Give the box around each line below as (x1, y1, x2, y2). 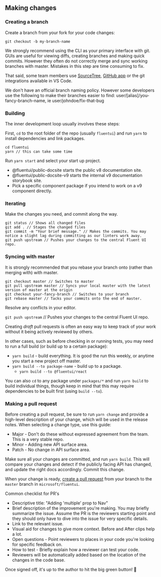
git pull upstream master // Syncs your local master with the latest (5, 283, 151, 288)
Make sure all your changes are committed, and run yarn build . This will (5, 456, 149, 462)
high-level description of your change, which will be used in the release (5, 417, 148, 422)
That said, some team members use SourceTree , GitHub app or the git (5, 73, 145, 79)
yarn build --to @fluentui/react (19, 369, 87, 374)
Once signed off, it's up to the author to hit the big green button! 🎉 (5, 566, 137, 572)
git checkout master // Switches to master (5, 279, 95, 284)
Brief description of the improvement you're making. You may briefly (12, 505, 149, 511)
